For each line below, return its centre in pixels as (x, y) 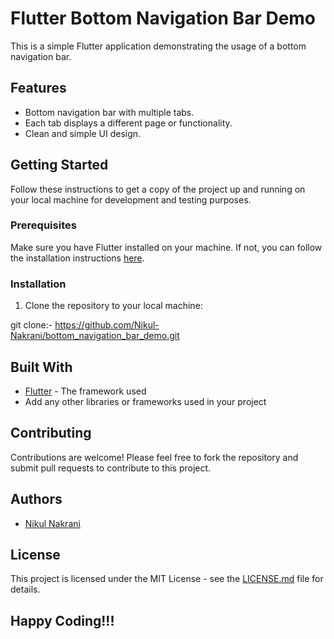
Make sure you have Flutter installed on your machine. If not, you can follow (166, 247)
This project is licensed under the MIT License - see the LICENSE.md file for (167, 579)
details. (25, 589)
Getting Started (59, 165)
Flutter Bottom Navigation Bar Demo (163, 18)
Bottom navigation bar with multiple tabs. (109, 112)
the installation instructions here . (77, 258)
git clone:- (31, 325)
